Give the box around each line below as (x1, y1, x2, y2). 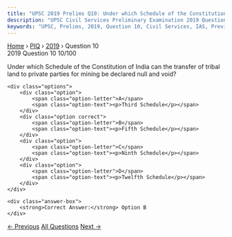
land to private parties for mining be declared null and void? (7, 70, 177, 78)
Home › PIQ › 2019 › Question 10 (7, 42, 99, 50)
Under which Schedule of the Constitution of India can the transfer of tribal (7, 63, 220, 71)
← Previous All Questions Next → (7, 222, 101, 231)
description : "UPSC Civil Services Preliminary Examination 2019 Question (7, 17, 227, 23)
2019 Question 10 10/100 (7, 49, 77, 57)
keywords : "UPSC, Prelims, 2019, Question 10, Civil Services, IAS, (7, 23, 209, 30)
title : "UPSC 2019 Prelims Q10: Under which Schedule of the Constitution (7, 10, 227, 17)
